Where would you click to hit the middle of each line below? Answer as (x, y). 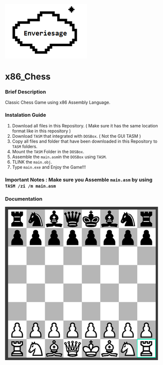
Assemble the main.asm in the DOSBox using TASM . (59, 157)
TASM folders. (25, 146)
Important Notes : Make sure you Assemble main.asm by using (79, 180)
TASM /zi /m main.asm (31, 186)
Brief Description (25, 92)
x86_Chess (28, 77)
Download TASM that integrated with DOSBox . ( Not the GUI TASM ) (76, 136)
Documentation (24, 199)
